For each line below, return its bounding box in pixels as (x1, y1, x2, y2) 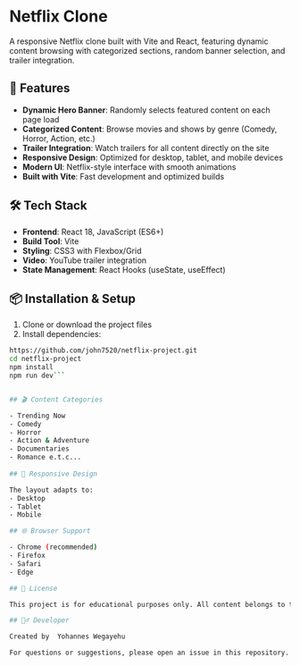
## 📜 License (9, 584, 58, 593)
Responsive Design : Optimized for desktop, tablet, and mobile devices (21, 152, 284, 163)
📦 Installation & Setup (9, 291, 137, 306)
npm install (9, 363, 54, 372)
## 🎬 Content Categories (9, 395, 104, 404)
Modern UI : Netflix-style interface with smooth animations (21, 161, 237, 172)
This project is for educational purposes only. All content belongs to (9, 600, 286, 609)
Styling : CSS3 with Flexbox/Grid (21, 245, 142, 256)
